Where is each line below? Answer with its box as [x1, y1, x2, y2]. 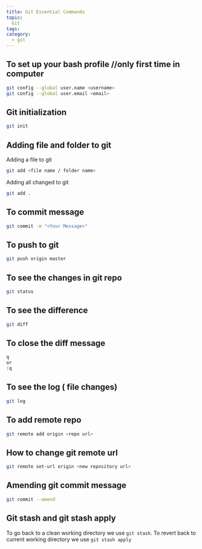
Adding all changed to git [6, 178, 69, 186]
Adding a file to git [6, 156, 53, 163]
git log [6, 398, 26, 404]
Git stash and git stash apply [6, 513, 116, 524]
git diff [6, 321, 28, 327]
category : [6, 31, 31, 37]
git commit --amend [6, 496, 56, 502]
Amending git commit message [6, 480, 127, 490]
